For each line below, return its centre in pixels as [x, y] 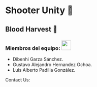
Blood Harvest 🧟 [31, 29]
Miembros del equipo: [33, 48]
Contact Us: [18, 80]
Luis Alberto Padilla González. [44, 70]
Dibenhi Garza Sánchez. [38, 59]
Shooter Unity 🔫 [39, 10]
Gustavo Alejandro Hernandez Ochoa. [52, 64]
